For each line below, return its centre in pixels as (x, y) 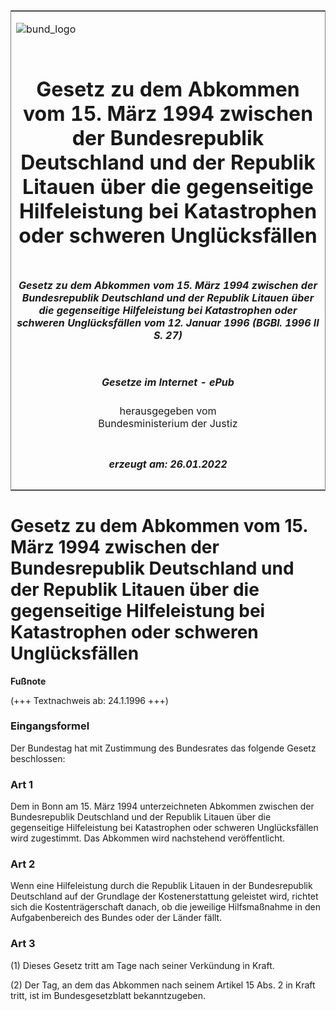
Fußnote (28, 681)
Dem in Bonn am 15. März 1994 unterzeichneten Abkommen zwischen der (162, 806)
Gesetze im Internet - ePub (168, 382)
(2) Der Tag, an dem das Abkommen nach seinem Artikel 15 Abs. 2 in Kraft (163, 985)
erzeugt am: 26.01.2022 (168, 464)
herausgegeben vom (168, 411)
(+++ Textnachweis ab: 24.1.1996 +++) (89, 700)
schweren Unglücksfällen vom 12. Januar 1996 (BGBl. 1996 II (168, 322)
